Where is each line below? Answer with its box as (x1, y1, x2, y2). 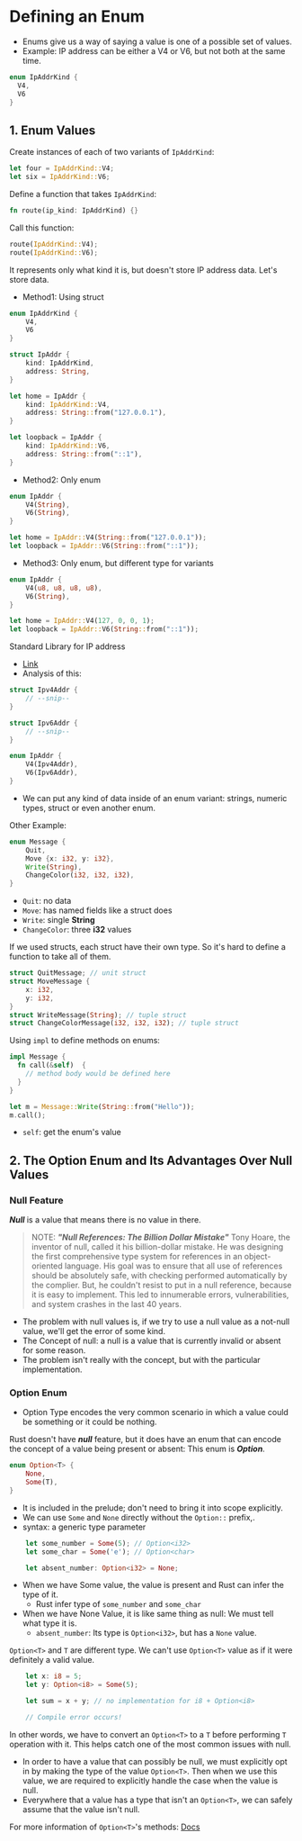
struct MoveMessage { (9, 977, 91, 986)
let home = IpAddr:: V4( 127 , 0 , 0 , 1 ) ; (9, 617, 155, 626)
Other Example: (9, 819, 67, 830)
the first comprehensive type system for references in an (31, 1251, 243, 1262)
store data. (9, 274, 49, 284)
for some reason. (22, 1345, 86, 1356)
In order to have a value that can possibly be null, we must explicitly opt (22, 1755, 288, 1766)
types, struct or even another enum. (22, 802, 155, 813)
